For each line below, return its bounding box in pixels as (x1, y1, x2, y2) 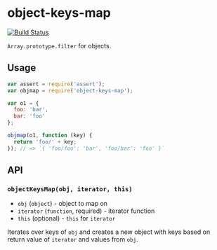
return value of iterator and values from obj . (7, 235, 138, 244)
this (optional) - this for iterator (17, 214, 116, 223)
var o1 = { (7, 99, 39, 106)
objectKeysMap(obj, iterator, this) (7, 185, 133, 193)
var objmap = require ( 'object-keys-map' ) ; (7, 87, 133, 94)
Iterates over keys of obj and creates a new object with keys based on (7, 228, 211, 236)
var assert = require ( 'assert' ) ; (7, 81, 105, 88)
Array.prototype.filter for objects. (7, 41, 112, 50)
